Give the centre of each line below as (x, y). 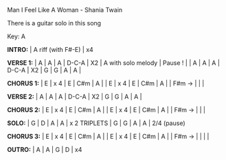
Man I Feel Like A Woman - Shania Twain (65, 10)
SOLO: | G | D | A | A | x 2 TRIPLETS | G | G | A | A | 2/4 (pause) (96, 123)
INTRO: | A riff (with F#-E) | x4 (50, 50)
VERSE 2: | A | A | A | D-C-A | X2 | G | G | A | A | (75, 96)
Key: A (16, 36)
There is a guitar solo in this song (54, 23)
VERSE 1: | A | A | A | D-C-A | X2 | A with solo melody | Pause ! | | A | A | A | (113, 63)
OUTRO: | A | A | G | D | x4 (45, 149)
